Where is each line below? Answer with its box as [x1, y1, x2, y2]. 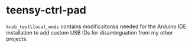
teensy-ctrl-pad [6, 4, 87, 17]
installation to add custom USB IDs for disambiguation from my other [6, 29, 173, 36]
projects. [6, 35, 28, 42]
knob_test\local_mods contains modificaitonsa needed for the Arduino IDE [6, 23, 187, 30]
